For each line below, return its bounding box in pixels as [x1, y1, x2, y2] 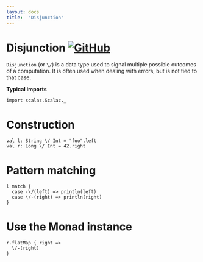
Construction [6, 118, 75, 132]
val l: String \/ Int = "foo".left [6, 138, 97, 144]
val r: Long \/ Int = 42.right [6, 143, 86, 149]
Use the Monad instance [6, 220, 132, 233]
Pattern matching [6, 163, 96, 177]
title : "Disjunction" [6, 15, 64, 21]
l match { [6, 183, 32, 189]
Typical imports [6, 86, 47, 93]
